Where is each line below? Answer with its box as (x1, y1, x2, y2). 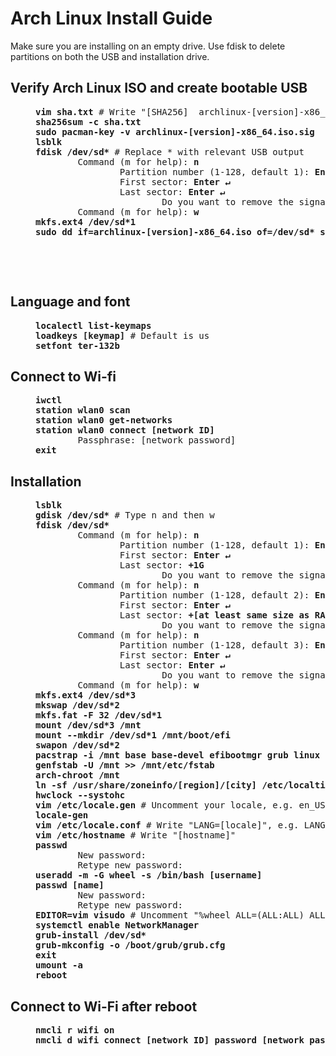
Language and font (10, 293, 131, 311)
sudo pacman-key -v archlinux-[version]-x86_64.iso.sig (35, 126, 315, 137)
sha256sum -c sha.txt (35, 116, 142, 127)
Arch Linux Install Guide (10, 7, 213, 30)
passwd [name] (35, 880, 105, 891)
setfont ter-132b (35, 340, 120, 351)
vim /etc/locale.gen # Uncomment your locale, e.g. (35, 800, 295, 811)
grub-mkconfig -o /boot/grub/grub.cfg (35, 940, 226, 951)
